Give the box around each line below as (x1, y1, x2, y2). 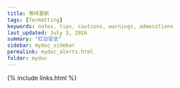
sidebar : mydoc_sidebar (7, 42, 76, 49)
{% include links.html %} (7, 74, 77, 82)
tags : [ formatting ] (7, 16, 63, 23)
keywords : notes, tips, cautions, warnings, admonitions (7, 23, 174, 30)
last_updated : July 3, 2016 (7, 29, 88, 36)
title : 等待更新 (7, 10, 49, 17)
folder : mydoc (7, 55, 48, 62)
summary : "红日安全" (7, 36, 62, 43)
